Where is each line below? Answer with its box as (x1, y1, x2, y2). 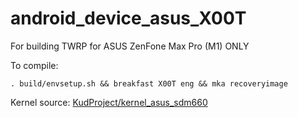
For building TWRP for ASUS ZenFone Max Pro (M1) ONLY (10, 40, 250, 52)
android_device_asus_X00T (10, 7, 247, 30)
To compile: (10, 59, 59, 71)
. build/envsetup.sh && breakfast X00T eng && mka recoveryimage (10, 78, 288, 89)
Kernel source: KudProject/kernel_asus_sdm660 (10, 96, 208, 108)
